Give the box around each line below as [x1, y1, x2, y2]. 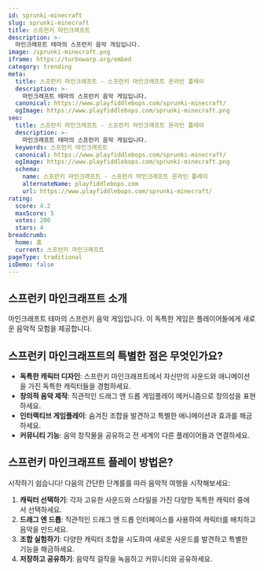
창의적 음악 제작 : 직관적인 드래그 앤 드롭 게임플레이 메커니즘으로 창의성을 [19, 391, 242, 400]
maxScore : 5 [15, 209, 55, 217]
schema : [15, 165, 41, 173]
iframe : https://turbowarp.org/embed [8, 56, 132, 64]
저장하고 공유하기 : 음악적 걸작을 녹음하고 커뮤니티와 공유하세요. [19, 554, 213, 563]
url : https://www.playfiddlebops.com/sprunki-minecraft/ [22, 187, 213, 195]
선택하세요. [27, 505, 63, 514]
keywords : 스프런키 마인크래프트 [15, 143, 108, 151]
